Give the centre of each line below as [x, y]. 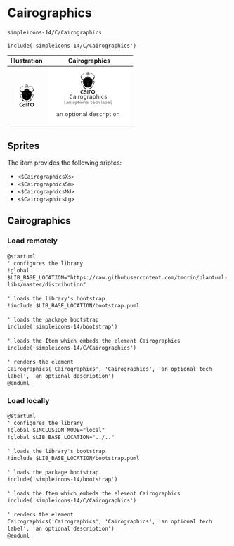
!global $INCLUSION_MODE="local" [56, 430]
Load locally [28, 400]
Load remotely [33, 241]
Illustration [27, 61]
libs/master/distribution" [47, 284]
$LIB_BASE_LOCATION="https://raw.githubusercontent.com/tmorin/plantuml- [118, 277]
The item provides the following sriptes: [65, 163]
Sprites [24, 146]
